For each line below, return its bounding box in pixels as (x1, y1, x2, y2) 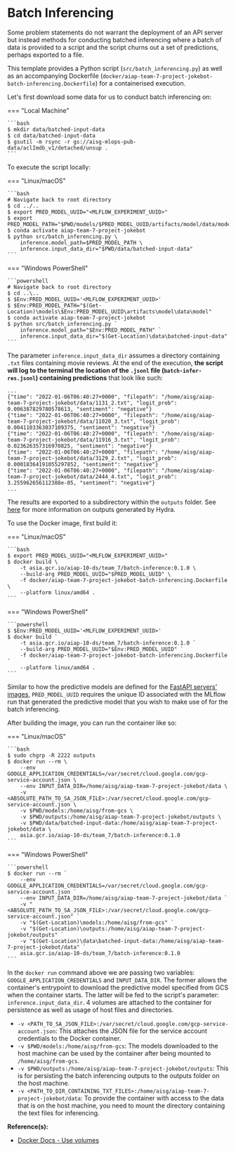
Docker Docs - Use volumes (17, 1136, 100, 1144)
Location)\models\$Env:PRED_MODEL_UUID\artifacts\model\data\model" (7, 308, 212, 315)
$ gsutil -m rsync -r (7, 138, 71, 145)
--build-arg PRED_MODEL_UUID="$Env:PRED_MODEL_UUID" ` (20, 645, 184, 652)
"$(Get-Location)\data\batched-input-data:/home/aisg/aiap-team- (29, 938, 225, 945)
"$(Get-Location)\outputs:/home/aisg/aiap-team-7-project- (29, 925, 206, 932)
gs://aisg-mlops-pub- (73, 138, 137, 145)
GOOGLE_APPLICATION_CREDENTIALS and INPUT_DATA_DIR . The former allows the (7, 975, 227, 984)
